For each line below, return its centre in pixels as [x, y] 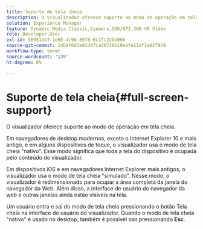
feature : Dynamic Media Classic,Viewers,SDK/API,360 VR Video [86, 29]
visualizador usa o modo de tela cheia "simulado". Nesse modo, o [88, 176]
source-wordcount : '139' [37, 57]
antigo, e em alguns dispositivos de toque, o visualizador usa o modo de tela [101, 145]
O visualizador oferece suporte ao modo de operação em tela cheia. [91, 127]
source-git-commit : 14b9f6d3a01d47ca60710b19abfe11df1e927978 [86, 46]
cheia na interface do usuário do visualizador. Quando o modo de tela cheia [100, 213]
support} [29, 110]
